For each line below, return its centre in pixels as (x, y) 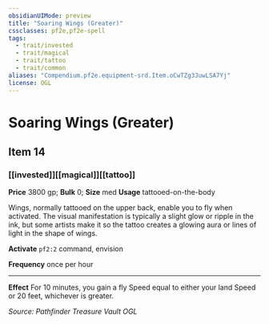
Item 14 (27, 152)
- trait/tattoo (41, 61)
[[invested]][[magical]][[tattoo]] (72, 175)
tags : (17, 38)
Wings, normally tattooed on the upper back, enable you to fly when (120, 208)
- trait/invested (44, 46)
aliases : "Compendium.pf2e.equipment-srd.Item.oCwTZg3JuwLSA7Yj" (119, 75)
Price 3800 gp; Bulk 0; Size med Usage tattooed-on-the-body (112, 192)
